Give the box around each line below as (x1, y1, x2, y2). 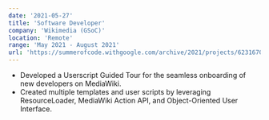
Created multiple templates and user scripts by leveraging (19, 87, 211, 96)
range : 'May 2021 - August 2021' (8, 41, 120, 49)
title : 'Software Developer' (8, 19, 106, 27)
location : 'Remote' (8, 33, 74, 42)
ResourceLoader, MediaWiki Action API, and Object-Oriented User (19, 96, 239, 105)
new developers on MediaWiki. (19, 79, 122, 88)
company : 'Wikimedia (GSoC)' (8, 26, 106, 34)
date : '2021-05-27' (8, 11, 74, 20)
